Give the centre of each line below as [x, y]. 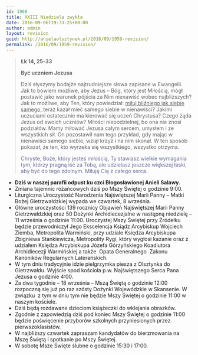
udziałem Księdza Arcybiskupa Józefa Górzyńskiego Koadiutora [93, 245]
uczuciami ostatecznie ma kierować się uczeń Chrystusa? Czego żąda [106, 115]
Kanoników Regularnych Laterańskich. [61, 258]
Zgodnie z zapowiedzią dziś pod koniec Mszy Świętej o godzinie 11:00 [100, 314]
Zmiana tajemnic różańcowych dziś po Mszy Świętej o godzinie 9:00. [98, 188]
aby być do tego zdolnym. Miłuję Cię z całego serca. [84, 171]
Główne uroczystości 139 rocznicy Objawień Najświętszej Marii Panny [99, 207]
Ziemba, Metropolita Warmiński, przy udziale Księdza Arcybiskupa [95, 232]
